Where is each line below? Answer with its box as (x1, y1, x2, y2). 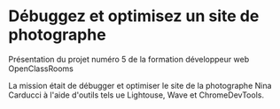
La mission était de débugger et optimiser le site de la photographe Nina (8, 80, 272, 91)
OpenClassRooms (8, 63, 74, 74)
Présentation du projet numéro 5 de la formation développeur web (8, 54, 250, 64)
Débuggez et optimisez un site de (8, 6, 260, 26)
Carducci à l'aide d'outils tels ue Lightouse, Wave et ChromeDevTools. (8, 90, 265, 100)
